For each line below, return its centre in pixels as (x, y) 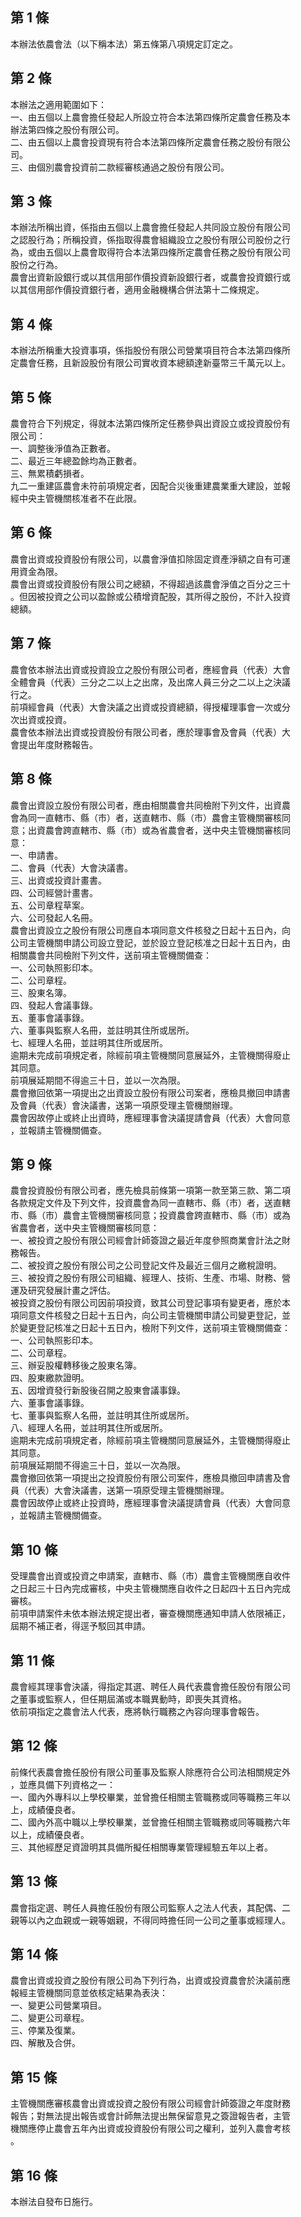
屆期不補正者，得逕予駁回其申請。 (80, 1626)
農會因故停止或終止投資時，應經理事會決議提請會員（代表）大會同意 (150, 1503)
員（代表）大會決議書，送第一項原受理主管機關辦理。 (120, 1490)
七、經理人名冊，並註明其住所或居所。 (89, 1042)
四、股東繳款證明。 (50, 1378)
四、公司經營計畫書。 (54, 892)
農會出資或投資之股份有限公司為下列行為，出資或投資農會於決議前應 (150, 1980)
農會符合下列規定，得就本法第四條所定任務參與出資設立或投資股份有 (150, 424)
